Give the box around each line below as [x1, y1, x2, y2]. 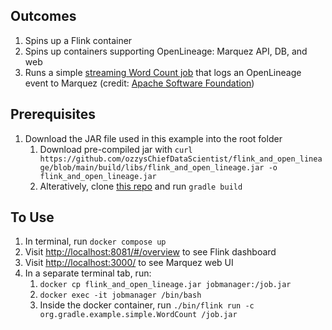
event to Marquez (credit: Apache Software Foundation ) [24, 77, 255, 89]
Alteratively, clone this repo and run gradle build [39, 180, 243, 192]
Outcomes [10, 8, 77, 25]
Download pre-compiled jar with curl [39, 143, 193, 155]
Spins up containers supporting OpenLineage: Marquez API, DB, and [24, 45, 308, 57]
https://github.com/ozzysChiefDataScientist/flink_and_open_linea [39, 154, 323, 164]
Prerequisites [10, 106, 96, 123]
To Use [10, 209, 55, 226]
